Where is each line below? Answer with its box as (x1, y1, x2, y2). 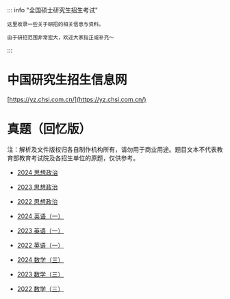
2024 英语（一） (16, 211, 64, 220)
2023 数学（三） (16, 270, 64, 278)
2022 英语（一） (16, 241, 64, 249)
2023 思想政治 (16, 183, 58, 191)
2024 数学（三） (16, 255, 64, 263)
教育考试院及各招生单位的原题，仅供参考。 (18, 153, 139, 162)
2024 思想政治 (16, 168, 58, 177)
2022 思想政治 (16, 197, 58, 205)
